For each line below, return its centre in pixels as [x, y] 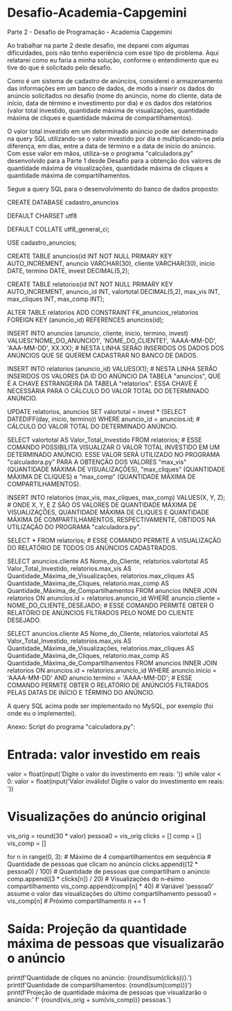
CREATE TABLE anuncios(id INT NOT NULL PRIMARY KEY [90, 256]
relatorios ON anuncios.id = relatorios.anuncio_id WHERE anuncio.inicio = [112, 670]
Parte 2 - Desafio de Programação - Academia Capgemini [90, 32]
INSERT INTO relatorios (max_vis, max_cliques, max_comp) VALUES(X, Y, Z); [116, 497]
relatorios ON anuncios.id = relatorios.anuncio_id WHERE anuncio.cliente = [114, 598]
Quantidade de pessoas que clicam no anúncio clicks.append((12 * [103, 864]
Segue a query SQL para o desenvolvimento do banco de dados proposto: [113, 189]
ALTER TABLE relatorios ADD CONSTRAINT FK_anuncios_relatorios [103, 312]
